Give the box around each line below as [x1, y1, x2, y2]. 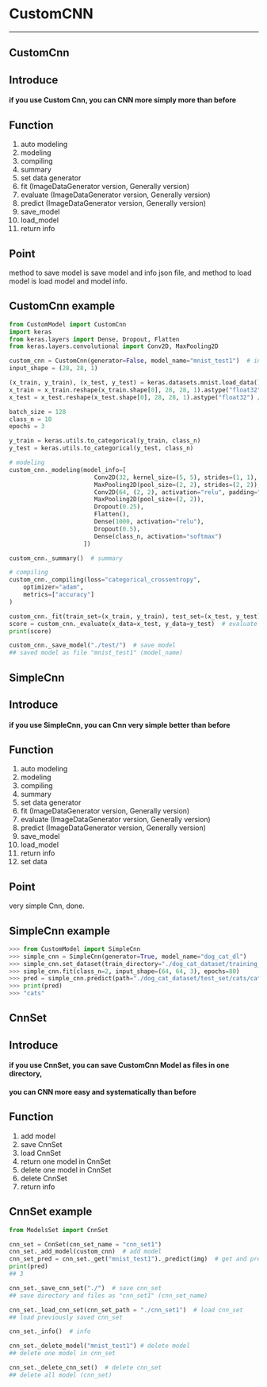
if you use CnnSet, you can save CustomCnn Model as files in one [9, 1061, 230, 1070]
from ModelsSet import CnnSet [9, 1226, 109, 1234]
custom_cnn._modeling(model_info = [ [9, 466, 127, 473]
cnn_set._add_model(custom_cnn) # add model [9, 1248, 162, 1256]
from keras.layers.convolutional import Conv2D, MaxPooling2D [9, 342, 219, 350]
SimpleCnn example [9, 924, 110, 937]
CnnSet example [9, 1205, 93, 1219]
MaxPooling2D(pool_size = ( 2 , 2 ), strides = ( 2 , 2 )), [93, 481, 261, 489]
